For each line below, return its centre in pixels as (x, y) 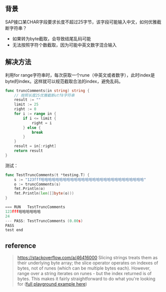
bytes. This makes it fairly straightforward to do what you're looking (86, 279)
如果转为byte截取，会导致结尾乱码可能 (52, 38)
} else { (32, 128)
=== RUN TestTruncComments (35, 207)
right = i (42, 123)
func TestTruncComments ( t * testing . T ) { (48, 175)
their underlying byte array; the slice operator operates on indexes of (88, 263)
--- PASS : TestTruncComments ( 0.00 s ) (44, 221)
